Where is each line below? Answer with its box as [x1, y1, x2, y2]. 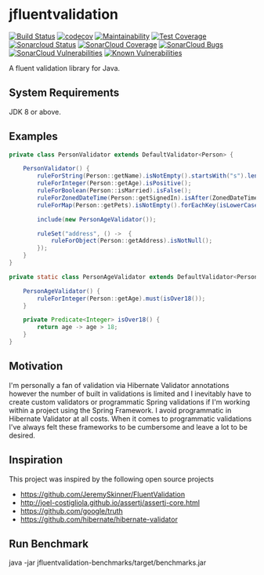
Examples [9, 130, 58, 143]
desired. [9, 430, 36, 440]
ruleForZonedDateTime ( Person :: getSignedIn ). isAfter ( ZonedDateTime [37, 194, 259, 202]
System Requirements [9, 86, 120, 100]
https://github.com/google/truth [20, 506, 124, 515]
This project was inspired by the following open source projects [9, 474, 215, 484]
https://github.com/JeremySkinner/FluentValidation [20, 489, 186, 499]
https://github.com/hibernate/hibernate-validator [20, 515, 179, 524]
